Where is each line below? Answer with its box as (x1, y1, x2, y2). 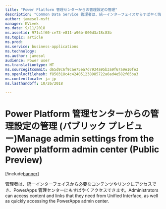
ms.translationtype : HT (5, 62, 55, 67)
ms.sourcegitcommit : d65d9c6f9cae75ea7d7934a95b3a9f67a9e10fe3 (5, 67, 139, 72)
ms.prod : (5, 40, 23, 45)
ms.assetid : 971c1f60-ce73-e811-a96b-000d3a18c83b (5, 30, 112, 35)
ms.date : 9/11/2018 (5, 26, 46, 31)
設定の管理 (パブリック (14, 120, 107, 132)
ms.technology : (5, 49, 37, 53)
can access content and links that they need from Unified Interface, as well (5, 193, 159, 199)
